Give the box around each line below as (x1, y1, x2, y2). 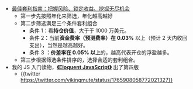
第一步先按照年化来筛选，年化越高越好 (20, 12, 113, 19)
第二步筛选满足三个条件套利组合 (20, 20, 98, 26)
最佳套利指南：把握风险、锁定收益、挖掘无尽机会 (11, 5, 130, 12)
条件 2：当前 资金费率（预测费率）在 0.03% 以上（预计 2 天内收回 (29, 35, 188, 41)
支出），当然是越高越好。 (29, 42, 89, 49)
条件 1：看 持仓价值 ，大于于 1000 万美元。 (29, 27, 130, 34)
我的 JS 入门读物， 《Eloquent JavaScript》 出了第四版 (11, 64, 139, 70)
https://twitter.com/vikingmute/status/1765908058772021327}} (20, 77, 173, 83)
